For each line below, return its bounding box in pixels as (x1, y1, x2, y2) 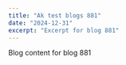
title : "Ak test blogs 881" (8, 11, 102, 20)
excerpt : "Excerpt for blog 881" (8, 26, 120, 34)
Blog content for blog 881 (8, 48, 92, 58)
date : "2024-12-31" (8, 19, 73, 27)
